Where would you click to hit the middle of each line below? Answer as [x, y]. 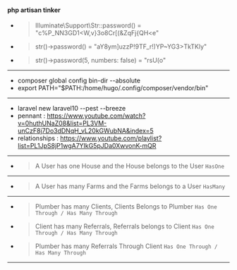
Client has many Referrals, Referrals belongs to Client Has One [125, 226]
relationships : [38, 138]
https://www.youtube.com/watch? [96, 116]
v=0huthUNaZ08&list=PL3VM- [62, 123]
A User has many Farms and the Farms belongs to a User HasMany [130, 186]
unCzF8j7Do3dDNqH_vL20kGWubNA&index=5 [85, 131]
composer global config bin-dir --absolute [79, 80]
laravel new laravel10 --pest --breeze [72, 109]
